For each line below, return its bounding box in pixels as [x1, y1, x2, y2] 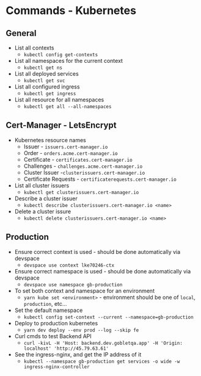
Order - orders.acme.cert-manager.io [23, 149, 118, 156]
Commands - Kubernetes [5, 4, 137, 18]
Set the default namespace [14, 306, 83, 314]
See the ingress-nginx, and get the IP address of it [14, 350, 142, 358]
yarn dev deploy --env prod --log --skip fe [23, 327, 139, 333]
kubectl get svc [23, 78, 65, 84]
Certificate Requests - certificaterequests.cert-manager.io [23, 175, 177, 183]
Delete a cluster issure [14, 208, 71, 215]
